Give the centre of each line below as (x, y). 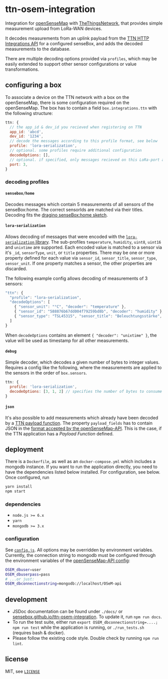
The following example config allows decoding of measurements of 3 (76, 278)
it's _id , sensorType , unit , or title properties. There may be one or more (80, 253)
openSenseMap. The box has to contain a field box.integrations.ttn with (81, 108)
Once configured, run (27, 478)
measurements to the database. (38, 49)
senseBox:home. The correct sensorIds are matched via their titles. (74, 209)
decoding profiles (27, 182)
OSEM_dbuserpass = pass (28, 574)
